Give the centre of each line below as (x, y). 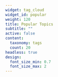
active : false (20, 33)
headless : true (21, 52)
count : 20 (20, 48)
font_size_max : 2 (28, 66)
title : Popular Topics (29, 24)
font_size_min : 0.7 (31, 62)
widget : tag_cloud (25, 10)
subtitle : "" (19, 29)
